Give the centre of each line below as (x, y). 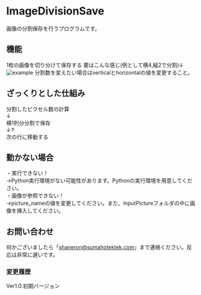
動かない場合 (30, 157)
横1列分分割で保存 (28, 123)
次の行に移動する (27, 137)
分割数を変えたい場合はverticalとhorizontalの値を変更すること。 (114, 72)
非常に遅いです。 (37, 255)
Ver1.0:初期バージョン (33, 286)
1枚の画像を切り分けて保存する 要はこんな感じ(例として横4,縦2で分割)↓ (95, 65)
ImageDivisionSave (55, 11)
